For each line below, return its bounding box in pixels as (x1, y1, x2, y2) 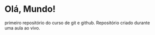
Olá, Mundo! (4, 3, 56, 15)
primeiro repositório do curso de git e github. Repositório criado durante (4, 20, 150, 26)
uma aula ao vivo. (4, 25, 40, 31)
